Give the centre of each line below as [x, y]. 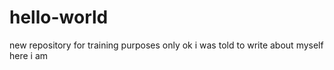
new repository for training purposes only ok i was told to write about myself [166, 45]
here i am [29, 55]
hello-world [59, 17]
